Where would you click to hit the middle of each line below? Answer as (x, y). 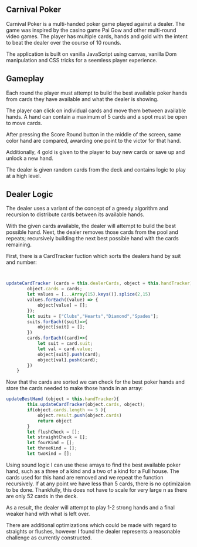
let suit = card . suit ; (65, 344)
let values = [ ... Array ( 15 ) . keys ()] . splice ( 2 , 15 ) (89, 294)
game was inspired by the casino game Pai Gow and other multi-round (91, 30)
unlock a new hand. (30, 158)
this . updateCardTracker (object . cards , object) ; (86, 405)
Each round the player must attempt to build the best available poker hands (97, 93)
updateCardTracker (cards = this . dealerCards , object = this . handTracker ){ (101, 283)
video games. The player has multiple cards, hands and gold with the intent (97, 36)
